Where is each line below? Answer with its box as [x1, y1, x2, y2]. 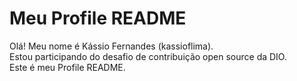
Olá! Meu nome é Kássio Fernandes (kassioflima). [9, 40, 214, 52]
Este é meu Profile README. [9, 61, 126, 73]
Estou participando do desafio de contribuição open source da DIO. [9, 50, 287, 62]
